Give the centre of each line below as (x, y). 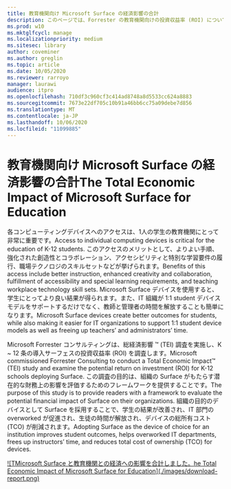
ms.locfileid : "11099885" (44, 129)
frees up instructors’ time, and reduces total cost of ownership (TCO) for (110, 442)
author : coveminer (33, 52)
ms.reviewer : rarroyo (38, 77)
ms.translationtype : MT (41, 110)
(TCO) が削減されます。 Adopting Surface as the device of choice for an (108, 427)
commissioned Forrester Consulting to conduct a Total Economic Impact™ (111, 361)
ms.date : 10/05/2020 (37, 71)
